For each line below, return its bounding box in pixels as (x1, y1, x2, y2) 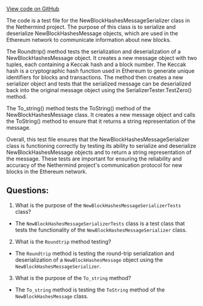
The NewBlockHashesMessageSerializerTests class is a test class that (15, 219, 185, 227)
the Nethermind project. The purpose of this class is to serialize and (6, 24, 176, 30)
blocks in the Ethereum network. (6, 168, 88, 175)
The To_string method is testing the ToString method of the (15, 286, 165, 293)
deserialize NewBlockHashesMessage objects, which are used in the (6, 30, 179, 37)
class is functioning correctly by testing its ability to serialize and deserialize (6, 142, 196, 149)
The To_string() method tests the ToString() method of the (6, 105, 151, 111)
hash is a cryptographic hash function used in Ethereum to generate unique (6, 67, 195, 75)
